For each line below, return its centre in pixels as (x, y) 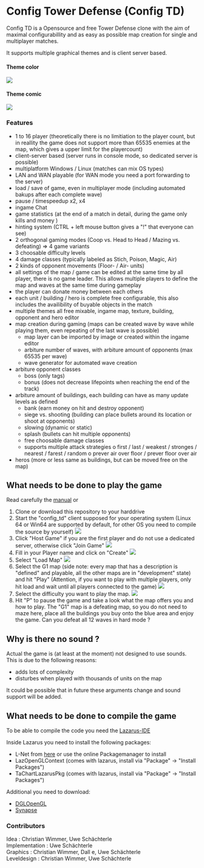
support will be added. (34, 697)
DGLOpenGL (31, 804)
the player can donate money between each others (79, 291)
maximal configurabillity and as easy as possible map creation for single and (102, 34)
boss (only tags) (44, 375)
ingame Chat (31, 207)
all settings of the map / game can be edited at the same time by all (99, 272)
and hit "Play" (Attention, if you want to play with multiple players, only (103, 579)
